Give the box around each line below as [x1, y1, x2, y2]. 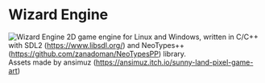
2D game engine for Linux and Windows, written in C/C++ [66, 32, 259, 41]
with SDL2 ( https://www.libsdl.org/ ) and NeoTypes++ [8, 40, 185, 49]
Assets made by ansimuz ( [8, 57, 97, 67]
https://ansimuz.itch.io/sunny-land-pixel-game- [95, 57, 254, 67]
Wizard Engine [8, 6, 109, 24]
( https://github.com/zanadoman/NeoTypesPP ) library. [8, 49, 187, 58]
